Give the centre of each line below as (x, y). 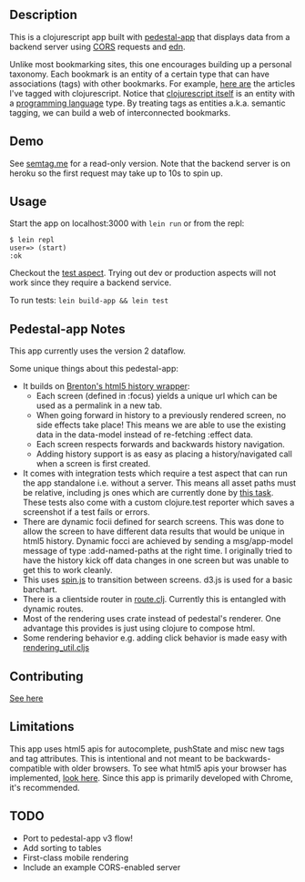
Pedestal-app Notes (67, 328)
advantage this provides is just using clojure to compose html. (139, 629)
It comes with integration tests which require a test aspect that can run (155, 474)
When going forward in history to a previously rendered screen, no (161, 415)
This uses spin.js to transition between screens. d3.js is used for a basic (158, 580)
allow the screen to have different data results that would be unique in (153, 531)
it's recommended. (45, 787)
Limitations (42, 727)
